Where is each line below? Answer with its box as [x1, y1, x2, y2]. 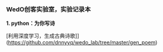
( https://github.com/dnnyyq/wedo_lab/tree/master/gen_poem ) [6, 39, 158, 46]
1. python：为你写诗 [6, 19, 56, 27]
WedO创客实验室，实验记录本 [6, 5, 91, 13]
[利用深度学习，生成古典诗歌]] [6, 32, 80, 40]
